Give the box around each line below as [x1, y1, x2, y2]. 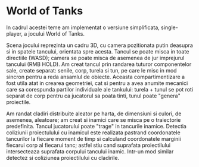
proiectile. [6, 98, 31, 105]
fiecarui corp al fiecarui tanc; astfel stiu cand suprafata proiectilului [6, 141, 171, 149]
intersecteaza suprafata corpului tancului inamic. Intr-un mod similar [6, 147, 174, 155]
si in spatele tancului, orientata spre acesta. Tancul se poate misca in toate [6, 48, 189, 55]
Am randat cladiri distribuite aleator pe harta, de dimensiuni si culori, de [6, 110, 182, 117]
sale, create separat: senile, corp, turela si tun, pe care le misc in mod [6, 67, 177, 74]
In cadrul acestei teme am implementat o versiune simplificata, [6, 24, 160, 31]
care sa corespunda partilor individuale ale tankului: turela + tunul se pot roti [6, 86, 194, 93]
